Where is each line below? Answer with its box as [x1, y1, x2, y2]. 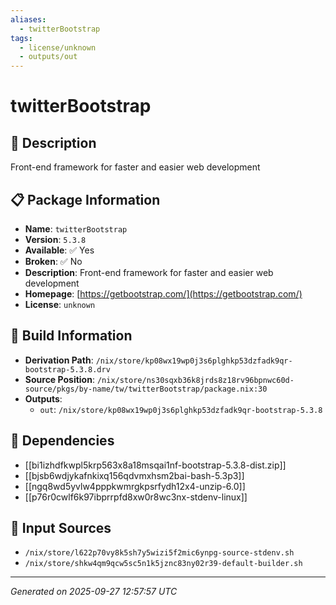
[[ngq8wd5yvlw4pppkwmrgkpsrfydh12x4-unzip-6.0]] [24, 480, 246, 492]
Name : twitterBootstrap [24, 222, 128, 235]
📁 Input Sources [10, 519, 112, 536]
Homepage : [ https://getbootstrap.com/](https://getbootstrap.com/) [24, 287, 303, 300]
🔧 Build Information [10, 327, 133, 345]
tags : [10, 33, 33, 43]
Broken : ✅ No [24, 255, 83, 267]
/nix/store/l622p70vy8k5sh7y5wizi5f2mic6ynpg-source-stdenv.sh [24, 548, 295, 558]
